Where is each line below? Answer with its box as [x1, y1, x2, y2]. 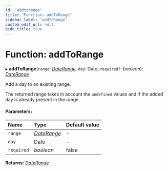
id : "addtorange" [5, 7, 43, 13]
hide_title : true [5, 27, 43, 32]
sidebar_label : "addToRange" [5, 17, 68, 22]
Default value [66, 121, 100, 128]
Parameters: [5, 108, 32, 115]
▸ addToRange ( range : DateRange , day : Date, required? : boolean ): [5, 66, 143, 72]
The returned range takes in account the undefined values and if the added [5, 91, 163, 98]
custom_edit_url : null [5, 22, 54, 27]
